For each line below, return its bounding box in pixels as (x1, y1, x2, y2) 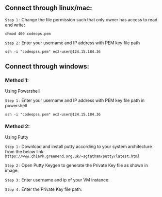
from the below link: (5, 148, 45, 154)
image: (5, 167, 19, 173)
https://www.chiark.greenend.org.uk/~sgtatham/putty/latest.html (5, 154, 140, 159)
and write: (5, 22, 25, 28)
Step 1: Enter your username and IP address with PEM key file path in (5, 97, 145, 103)
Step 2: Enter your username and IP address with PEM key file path (5, 40, 140, 46)
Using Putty (5, 134, 29, 140)
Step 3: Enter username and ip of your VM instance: (5, 177, 110, 182)
